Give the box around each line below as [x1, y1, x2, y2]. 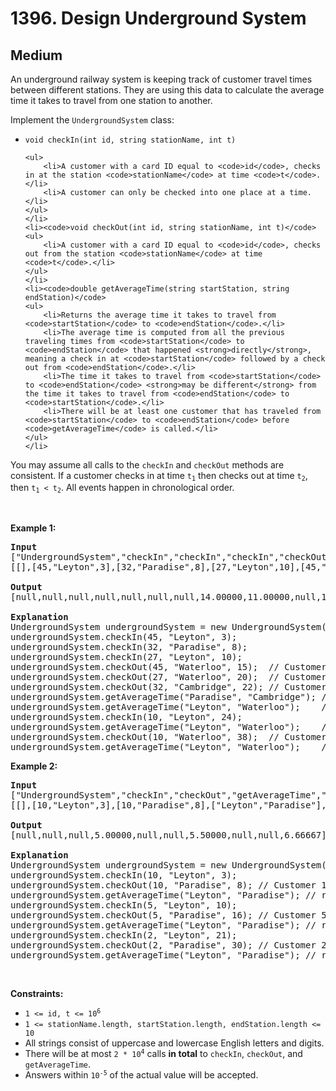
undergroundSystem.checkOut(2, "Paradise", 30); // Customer [10, 939, 317, 951]
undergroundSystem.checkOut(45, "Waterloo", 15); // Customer [10, 661, 327, 672]
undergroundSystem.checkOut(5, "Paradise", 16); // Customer [10, 909, 317, 921]
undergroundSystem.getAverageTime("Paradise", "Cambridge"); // [10, 691, 333, 702]
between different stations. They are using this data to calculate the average [10, 84, 325, 96]
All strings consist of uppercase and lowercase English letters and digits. [24, 1037, 325, 1049]
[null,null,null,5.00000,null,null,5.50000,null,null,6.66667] [10, 829, 327, 841]
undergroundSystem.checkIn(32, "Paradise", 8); [10, 641, 248, 652]
